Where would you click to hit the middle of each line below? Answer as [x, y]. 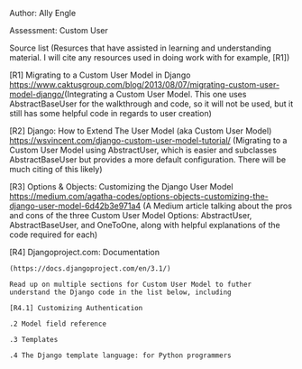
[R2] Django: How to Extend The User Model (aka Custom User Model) [141, 131]
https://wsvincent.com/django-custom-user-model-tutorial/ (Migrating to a [148, 140]
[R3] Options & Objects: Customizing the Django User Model [121, 187]
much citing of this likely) [56, 169]
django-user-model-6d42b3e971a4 [75, 206]
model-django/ [37, 94]
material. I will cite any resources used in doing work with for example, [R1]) [150, 57]
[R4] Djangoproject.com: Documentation [85, 252]
